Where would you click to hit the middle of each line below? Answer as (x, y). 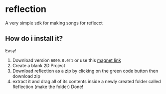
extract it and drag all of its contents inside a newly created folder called (86, 81)
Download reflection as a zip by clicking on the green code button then (85, 71)
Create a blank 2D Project (39, 65)
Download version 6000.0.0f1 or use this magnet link (67, 60)
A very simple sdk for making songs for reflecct (54, 23)
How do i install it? (34, 39)
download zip (26, 76)
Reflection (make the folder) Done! (48, 87)
